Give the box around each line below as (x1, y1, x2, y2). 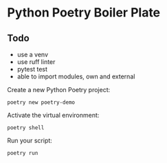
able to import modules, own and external (16, 72, 135, 80)
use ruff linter (16, 58, 56, 66)
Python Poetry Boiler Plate (7, 5, 161, 21)
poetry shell (7, 124, 45, 131)
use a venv (16, 50, 49, 58)
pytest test (16, 65, 48, 73)
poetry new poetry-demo (7, 99, 76, 106)
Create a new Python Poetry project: (7, 86, 111, 94)
